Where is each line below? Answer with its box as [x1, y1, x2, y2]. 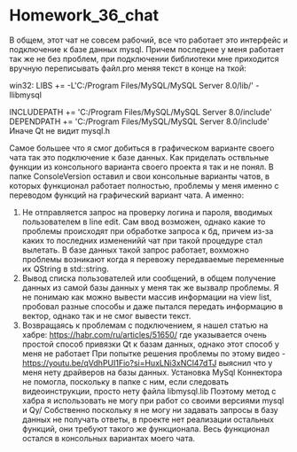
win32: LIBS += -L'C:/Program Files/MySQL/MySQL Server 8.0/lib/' [9, 80, 254, 90]
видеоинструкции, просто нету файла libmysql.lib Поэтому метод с [21, 386, 277, 396]
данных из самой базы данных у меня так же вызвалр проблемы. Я [21, 282, 279, 292]
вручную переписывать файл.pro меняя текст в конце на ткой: [9, 63, 246, 74]
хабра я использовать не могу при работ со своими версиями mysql [21, 395, 285, 406]
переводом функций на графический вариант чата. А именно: [9, 190, 245, 200]
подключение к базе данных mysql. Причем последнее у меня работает [9, 43, 285, 54]
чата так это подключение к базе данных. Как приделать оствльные [9, 152, 270, 162]
